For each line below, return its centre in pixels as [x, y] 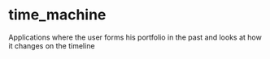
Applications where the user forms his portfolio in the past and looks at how [135, 37]
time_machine [57, 15]
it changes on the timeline [52, 45]
